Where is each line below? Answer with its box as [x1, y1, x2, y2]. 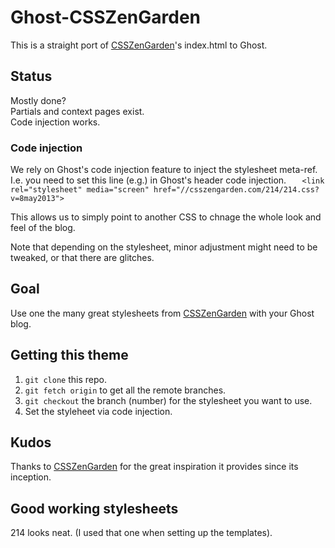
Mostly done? [10, 94, 67, 106]
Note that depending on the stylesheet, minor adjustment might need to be [10, 241, 318, 253]
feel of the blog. [10, 222, 76, 234]
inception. [10, 471, 52, 483]
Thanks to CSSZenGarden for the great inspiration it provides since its [10, 461, 299, 473]
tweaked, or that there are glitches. [10, 252, 155, 264]
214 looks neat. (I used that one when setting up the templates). [10, 527, 273, 539]
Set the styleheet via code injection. [24, 405, 173, 417]
